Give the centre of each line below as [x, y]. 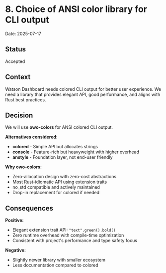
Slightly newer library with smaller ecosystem [59, 260]
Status [16, 49]
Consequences [29, 208]
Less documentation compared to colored [55, 265]
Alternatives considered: [32, 137]
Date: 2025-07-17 [23, 33]
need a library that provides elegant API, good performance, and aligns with [83, 94]
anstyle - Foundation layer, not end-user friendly [62, 157]
